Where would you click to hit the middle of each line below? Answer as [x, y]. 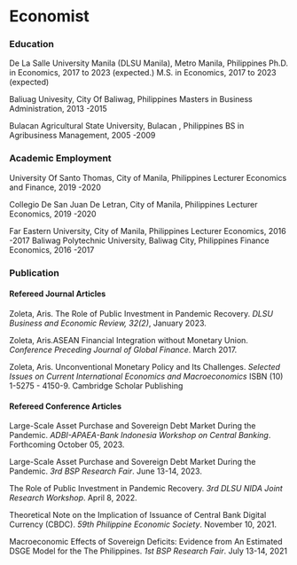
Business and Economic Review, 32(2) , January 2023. [108, 323]
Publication [34, 272]
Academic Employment [61, 159]
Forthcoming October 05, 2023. [67, 444]
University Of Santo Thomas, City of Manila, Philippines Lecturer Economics [148, 177]
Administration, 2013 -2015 [59, 109]
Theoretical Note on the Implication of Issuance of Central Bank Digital [138, 515]
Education [32, 44]
